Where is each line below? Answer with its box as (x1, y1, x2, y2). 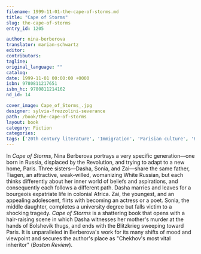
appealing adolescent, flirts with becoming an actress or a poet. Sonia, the (6, 197, 190, 204)
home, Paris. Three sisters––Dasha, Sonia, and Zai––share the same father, (6, 165, 190, 172)
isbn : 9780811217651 (6, 81, 58, 87)
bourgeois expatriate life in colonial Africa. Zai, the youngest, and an (6, 191, 175, 197)
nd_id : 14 (6, 92, 31, 98)
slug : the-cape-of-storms (6, 20, 71, 26)
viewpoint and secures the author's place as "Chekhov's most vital (6, 235, 171, 242)
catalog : (6, 69, 28, 75)
